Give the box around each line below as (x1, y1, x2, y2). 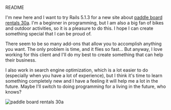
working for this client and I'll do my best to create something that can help (5, 51, 163, 58)
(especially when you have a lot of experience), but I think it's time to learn (5, 72, 163, 79)
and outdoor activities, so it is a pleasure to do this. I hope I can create (5, 25, 154, 31)
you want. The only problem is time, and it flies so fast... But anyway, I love (5, 46, 163, 52)
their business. (5, 57, 37, 63)
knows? (5, 89, 22, 95)
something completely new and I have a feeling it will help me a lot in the (5, 78, 158, 84)
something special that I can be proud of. (5, 31, 92, 36)
